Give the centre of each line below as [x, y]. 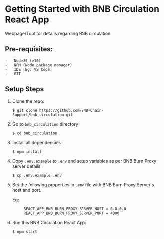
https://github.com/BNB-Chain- [72, 110]
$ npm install [27, 151]
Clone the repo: [28, 101]
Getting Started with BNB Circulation [82, 9]
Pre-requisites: [29, 49]
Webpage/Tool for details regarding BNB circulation [58, 33]
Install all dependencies [37, 142]
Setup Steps [24, 89]
